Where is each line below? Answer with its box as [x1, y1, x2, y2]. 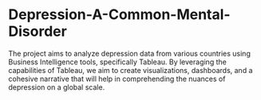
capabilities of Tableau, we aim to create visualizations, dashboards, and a [8, 65, 253, 75]
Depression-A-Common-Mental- [8, 6, 231, 24]
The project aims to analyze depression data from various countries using [8, 48, 251, 58]
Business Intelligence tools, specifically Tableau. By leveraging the [8, 57, 227, 67]
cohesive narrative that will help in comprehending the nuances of [8, 74, 226, 83]
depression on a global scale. [8, 82, 105, 92]
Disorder [8, 22, 68, 40]
